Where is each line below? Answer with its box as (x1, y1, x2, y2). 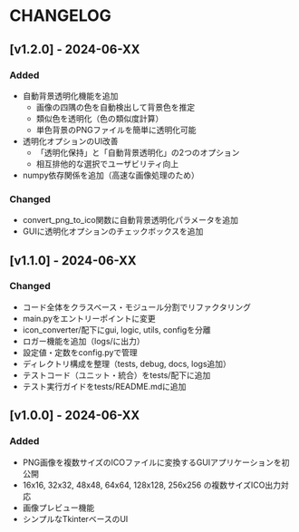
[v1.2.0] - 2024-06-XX (9, 42, 140, 57)
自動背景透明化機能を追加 (22, 90, 119, 101)
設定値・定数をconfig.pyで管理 (22, 346, 138, 358)
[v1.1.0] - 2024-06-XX (9, 253, 138, 268)
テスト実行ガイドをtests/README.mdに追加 (22, 381, 187, 392)
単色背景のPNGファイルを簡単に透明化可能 (35, 124, 197, 135)
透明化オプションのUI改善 (22, 135, 119, 146)
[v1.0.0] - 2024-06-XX (9, 408, 140, 423)
